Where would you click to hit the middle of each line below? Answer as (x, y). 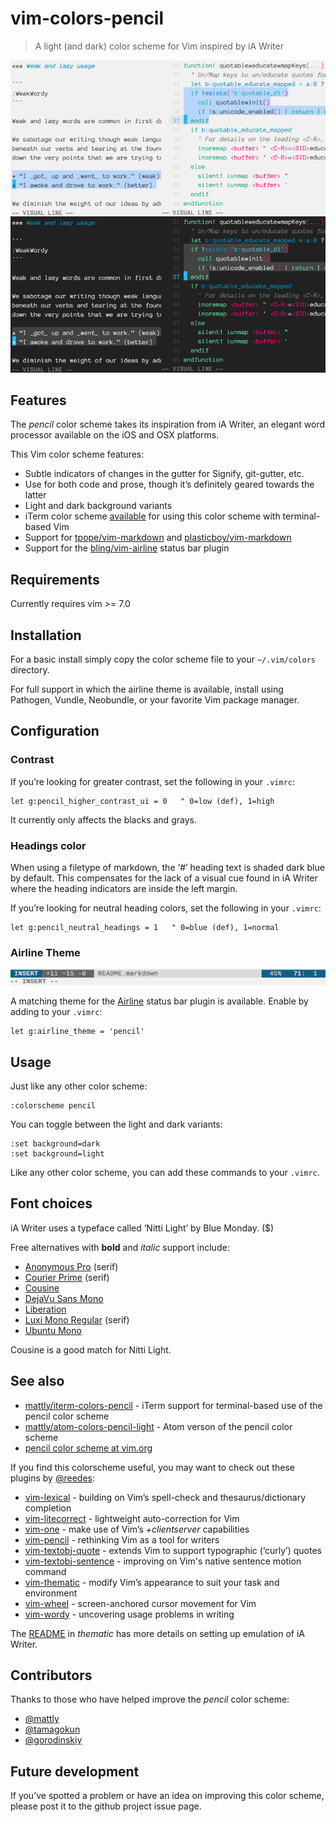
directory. (30, 670)
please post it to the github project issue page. (106, 1806)
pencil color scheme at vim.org (88, 1448)
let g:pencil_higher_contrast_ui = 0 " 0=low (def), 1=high (142, 801)
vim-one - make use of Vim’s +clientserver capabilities (137, 1529)
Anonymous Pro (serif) (71, 1266)
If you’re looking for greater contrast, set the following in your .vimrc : (153, 781)
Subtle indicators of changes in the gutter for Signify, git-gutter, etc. (164, 474)
